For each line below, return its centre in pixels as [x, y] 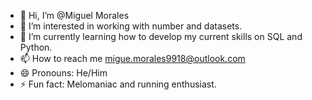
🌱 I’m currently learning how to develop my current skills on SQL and [161, 36]
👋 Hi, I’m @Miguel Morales [74, 15]
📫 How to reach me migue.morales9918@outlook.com [132, 58]
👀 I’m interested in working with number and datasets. [131, 26]
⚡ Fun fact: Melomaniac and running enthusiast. [118, 84]
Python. [36, 47]
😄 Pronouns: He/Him [63, 73]
